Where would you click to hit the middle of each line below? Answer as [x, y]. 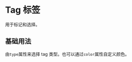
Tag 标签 [23, 10]
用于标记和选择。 [22, 24]
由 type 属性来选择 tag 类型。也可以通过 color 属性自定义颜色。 [67, 54]
